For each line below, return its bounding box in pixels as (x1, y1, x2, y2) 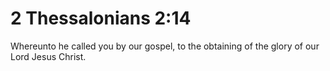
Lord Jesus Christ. (10, 50, 87, 62)
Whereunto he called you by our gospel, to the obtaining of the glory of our (10, 40, 320, 52)
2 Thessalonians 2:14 (10, 7, 192, 30)
